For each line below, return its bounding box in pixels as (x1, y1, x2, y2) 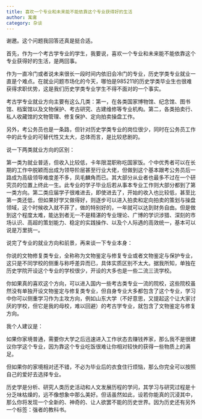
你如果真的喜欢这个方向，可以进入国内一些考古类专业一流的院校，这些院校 (6, 280, 191, 287)
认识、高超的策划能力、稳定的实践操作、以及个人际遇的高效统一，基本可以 (11, 219, 196, 226)
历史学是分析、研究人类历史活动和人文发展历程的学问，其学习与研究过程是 (6, 384, 191, 391)
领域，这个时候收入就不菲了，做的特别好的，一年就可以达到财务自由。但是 (6, 204, 191, 211)
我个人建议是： (6, 323, 43, 330)
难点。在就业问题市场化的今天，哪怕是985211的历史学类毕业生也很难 (22, 78, 192, 85)
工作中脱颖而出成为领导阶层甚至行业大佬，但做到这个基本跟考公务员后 (16, 167, 191, 174)
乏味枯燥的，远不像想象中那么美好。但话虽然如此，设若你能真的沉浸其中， (11, 391, 196, 399)
